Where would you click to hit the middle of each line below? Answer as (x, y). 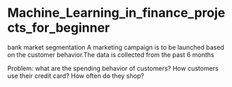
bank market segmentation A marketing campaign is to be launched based (116, 47)
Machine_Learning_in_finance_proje (116, 13)
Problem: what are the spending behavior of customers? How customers (113, 68)
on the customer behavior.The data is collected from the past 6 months (111, 55)
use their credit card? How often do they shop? (76, 76)
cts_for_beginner (59, 28)
